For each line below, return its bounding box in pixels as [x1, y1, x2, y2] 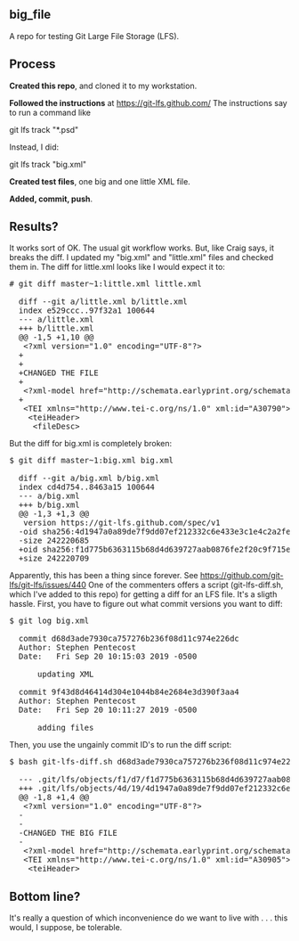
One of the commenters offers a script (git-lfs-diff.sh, [88, 579, 284, 591]
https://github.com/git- [199, 570, 284, 581]
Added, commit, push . [9, 193, 93, 204]
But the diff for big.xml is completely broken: [9, 438, 173, 449]
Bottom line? [9, 888, 81, 904]
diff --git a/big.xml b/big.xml [18, 473, 160, 484]
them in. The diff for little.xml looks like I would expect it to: [9, 262, 225, 273]
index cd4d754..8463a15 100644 [18, 482, 156, 493]
